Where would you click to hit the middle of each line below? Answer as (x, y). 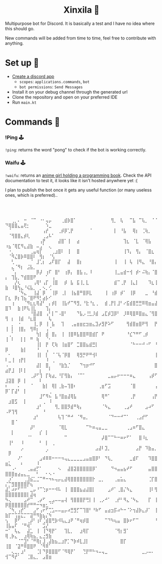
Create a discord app (33, 76)
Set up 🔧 (22, 63)
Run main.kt (24, 102)
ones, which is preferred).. (32, 195)
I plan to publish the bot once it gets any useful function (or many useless (78, 190)
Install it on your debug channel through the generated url (70, 92)
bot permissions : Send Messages (51, 87)
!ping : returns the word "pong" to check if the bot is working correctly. (76, 150)
